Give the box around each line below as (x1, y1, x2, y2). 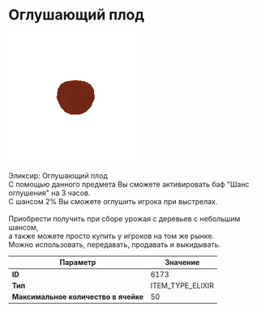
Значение (165, 258, 200, 267)
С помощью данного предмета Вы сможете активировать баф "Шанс (8, 179, 250, 189)
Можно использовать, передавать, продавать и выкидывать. (8, 239, 221, 249)
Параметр (59, 258, 96, 267)
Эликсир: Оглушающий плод (8, 170, 108, 180)
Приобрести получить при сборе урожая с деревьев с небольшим (8, 213, 241, 224)
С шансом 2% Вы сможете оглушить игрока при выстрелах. (8, 196, 218, 206)
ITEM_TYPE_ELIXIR (150, 280, 215, 290)
